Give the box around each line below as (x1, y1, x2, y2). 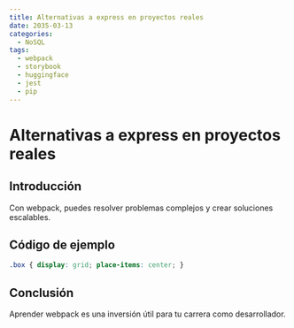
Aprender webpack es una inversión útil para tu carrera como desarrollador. (9, 309, 286, 319)
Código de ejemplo (9, 237, 115, 252)
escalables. (9, 211, 51, 222)
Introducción (9, 179, 82, 195)
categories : (9, 29, 53, 38)
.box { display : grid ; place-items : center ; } (9, 261, 184, 270)
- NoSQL (17, 37, 46, 47)
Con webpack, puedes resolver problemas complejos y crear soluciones (9, 202, 274, 213)
